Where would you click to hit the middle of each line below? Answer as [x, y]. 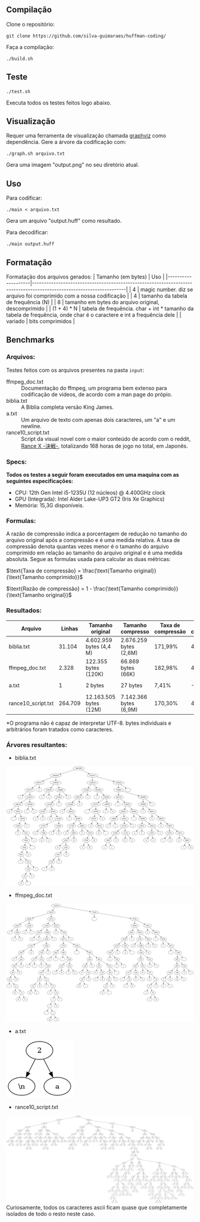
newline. [31, 426]
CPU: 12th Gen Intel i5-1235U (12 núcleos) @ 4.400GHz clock [90, 493]
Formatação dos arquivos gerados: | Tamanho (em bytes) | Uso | [85, 277]
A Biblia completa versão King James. [68, 407]
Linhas [70, 628]
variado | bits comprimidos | [41, 321]
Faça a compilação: [30, 47]
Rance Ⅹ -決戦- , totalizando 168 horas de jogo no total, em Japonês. [105, 446]
